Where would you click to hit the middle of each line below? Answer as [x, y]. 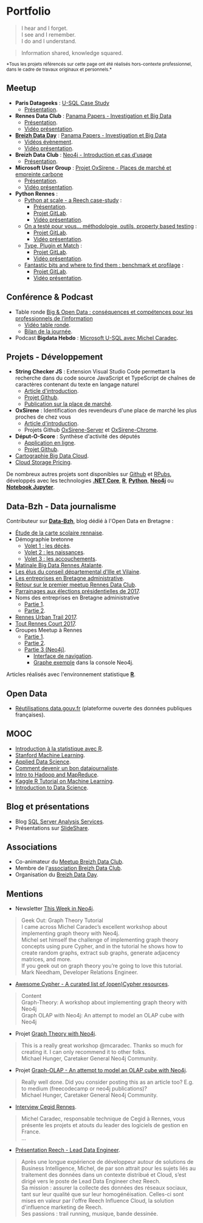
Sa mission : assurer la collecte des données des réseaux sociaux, [104, 1188]
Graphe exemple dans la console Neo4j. [83, 663]
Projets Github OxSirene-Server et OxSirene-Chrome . [91, 430]
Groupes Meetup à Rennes [49, 630]
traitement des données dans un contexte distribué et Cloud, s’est [104, 1175]
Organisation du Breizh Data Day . [57, 875]
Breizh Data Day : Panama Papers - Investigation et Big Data [91, 135]
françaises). [30, 715]
